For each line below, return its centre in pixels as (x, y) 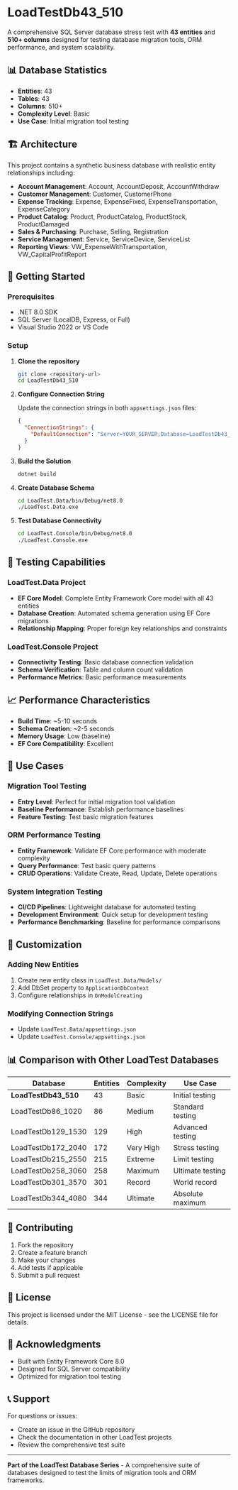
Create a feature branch (52, 1252)
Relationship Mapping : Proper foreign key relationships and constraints (122, 628)
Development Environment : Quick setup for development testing (113, 915)
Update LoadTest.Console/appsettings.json (82, 1036)
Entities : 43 (35, 91)
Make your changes (46, 1260)
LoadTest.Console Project (53, 647)
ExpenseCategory (44, 209)
